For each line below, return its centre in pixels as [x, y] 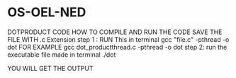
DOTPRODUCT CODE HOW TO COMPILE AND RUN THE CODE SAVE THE [115, 32]
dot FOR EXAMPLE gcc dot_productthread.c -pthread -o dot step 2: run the [117, 47]
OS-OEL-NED [47, 12]
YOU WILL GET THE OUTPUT [50, 68]
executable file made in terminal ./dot [62, 55]
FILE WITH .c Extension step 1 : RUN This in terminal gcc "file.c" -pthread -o [118, 39]
